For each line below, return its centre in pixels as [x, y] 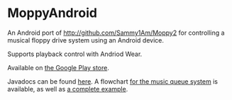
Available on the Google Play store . [59, 67]
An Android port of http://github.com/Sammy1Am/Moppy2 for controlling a [116, 33]
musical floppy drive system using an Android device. [86, 40]
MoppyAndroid [53, 13]
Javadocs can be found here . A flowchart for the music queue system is [113, 81]
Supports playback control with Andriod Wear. [75, 54]
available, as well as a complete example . [68, 89]
